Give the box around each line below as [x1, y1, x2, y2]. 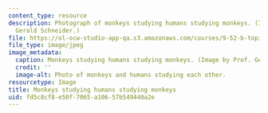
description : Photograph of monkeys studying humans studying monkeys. [8, 19, 251, 27]
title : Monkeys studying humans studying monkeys [8, 85, 177, 94]
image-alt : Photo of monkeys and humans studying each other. [15, 71, 227, 79]
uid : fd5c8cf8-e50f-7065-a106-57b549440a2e [8, 93, 156, 101]
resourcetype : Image [8, 78, 77, 86]
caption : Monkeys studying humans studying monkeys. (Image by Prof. [15, 56, 251, 64]
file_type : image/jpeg [8, 41, 84, 49]
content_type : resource [8, 11, 88, 20]
